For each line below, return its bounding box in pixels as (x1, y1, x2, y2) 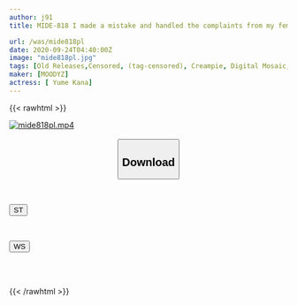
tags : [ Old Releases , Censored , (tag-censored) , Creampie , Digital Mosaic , (9, 62, 291, 71)
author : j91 (9, 12, 53, 22)
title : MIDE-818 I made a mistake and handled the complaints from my (9, 21, 275, 30)
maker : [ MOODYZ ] (9, 70, 69, 80)
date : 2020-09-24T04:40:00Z (9, 45, 113, 54)
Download (122, 156, 175, 169)
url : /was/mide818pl (9, 37, 86, 46)
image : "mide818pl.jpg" (9, 54, 97, 63)
